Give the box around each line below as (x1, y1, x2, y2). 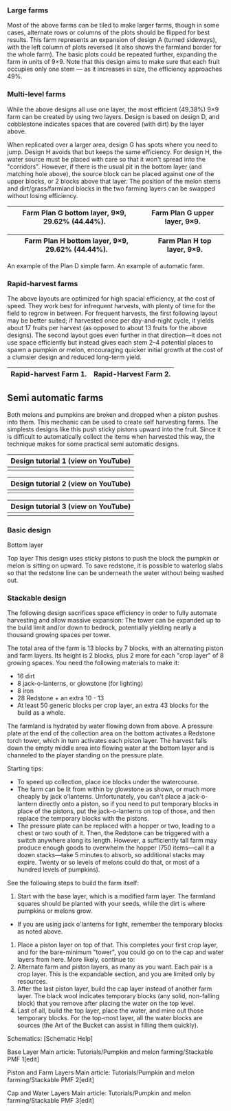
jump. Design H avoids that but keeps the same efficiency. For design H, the (7, 147, 222, 156)
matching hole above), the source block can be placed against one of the (7, 169, 214, 177)
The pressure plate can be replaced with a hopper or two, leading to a (16, 821, 215, 830)
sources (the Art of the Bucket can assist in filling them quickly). (16, 1021, 199, 1030)
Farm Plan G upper (151, 208, 214, 217)
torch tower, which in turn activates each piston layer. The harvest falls (7, 737, 208, 745)
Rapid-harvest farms (7, 279, 78, 288)
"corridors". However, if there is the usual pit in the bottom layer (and (7, 162, 202, 171)
